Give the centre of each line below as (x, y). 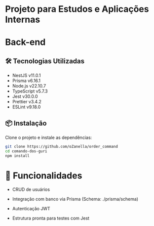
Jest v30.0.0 (25, 96)
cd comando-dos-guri (26, 151)
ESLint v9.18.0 (26, 107)
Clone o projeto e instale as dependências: (49, 137)
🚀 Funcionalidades (44, 175)
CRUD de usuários (31, 189)
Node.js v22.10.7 (29, 86)
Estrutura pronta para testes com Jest (51, 218)
